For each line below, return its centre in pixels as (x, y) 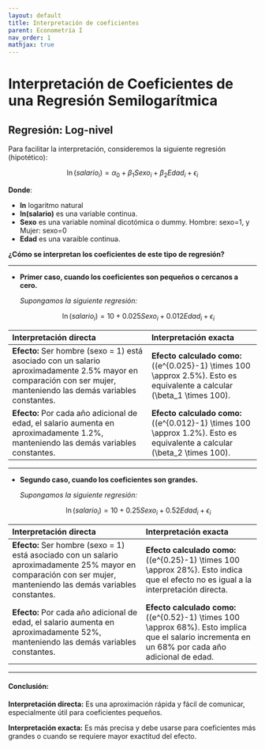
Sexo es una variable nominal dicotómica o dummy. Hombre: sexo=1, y (134, 221)
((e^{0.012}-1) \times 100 (201, 422)
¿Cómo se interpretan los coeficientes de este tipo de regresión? (116, 254)
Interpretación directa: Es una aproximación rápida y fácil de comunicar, (127, 704)
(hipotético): (28, 157)
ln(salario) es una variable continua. (78, 214)
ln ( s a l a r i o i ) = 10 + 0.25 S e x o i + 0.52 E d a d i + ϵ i (138, 511)
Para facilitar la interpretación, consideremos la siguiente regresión (117, 149)
